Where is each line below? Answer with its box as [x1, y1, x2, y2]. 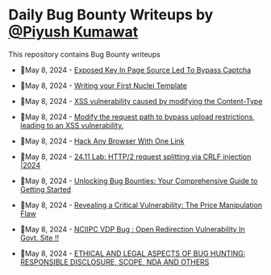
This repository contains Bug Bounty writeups [8, 49, 161, 59]
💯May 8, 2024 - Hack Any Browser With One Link [19, 135, 185, 146]
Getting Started [19, 184, 71, 194]
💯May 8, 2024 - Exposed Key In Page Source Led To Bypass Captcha [19, 65, 252, 74]
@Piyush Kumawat [8, 23, 139, 41]
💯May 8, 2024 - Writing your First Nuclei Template [19, 81, 188, 90]
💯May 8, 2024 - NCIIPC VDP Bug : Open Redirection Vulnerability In [19, 224, 246, 234]
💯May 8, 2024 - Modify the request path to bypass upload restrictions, [19, 111, 256, 122]
